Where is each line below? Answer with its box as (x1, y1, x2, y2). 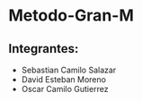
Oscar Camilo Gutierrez (21, 84, 109, 94)
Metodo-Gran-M (8, 5, 134, 26)
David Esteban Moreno (21, 74, 107, 85)
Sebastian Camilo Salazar (21, 64, 117, 75)
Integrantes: (8, 41, 79, 56)
